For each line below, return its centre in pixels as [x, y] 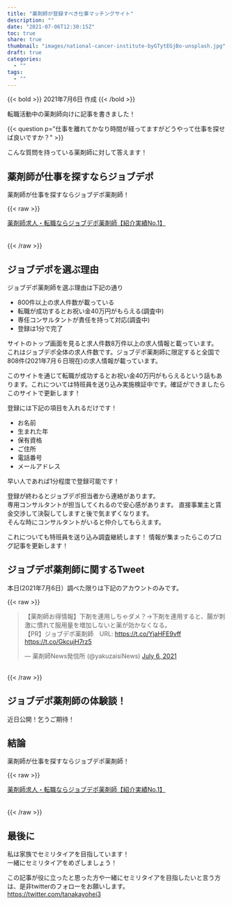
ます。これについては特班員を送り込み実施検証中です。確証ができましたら [119, 384]
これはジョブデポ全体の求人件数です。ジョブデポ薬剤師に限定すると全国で [114, 352]
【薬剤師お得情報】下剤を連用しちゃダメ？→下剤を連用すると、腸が [122, 616]
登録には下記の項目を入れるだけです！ [62, 408]
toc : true [22, 33]
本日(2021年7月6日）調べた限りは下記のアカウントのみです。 [95, 588]
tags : [15, 72]
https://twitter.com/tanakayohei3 [54, 895]
